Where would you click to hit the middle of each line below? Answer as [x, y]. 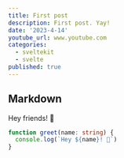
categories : [27, 45]
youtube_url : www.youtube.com [58, 38]
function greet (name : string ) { [61, 132]
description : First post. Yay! [59, 23]
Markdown [35, 99]
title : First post [38, 15]
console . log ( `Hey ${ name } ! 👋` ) [66, 140]
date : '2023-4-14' [38, 30]
